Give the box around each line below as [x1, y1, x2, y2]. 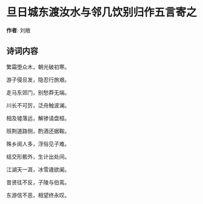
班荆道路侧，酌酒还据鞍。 [6, 127, 70, 135]
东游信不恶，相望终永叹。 [6, 191, 70, 199]
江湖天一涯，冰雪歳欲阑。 [6, 165, 70, 173]
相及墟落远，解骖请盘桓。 [6, 114, 70, 121]
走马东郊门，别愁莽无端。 [6, 89, 70, 96]
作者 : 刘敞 [6, 27, 31, 34]
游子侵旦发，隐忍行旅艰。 [6, 76, 70, 83]
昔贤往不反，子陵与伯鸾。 [6, 179, 70, 186]
